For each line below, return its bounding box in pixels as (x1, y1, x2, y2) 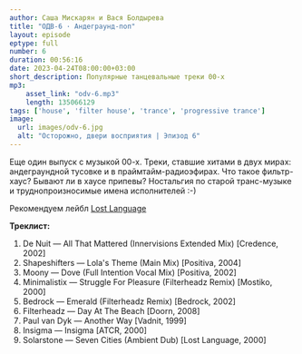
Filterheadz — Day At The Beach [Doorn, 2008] (22, 305, 200, 316)
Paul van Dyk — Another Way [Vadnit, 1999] (22, 315, 188, 326)
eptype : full (9, 38, 59, 48)
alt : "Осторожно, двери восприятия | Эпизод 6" (17, 132, 201, 141)
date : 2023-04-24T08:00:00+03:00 (9, 64, 136, 74)
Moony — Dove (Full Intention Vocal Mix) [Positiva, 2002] (22, 267, 238, 278)
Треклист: (9, 220, 51, 231)
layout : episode (9, 30, 71, 39)
